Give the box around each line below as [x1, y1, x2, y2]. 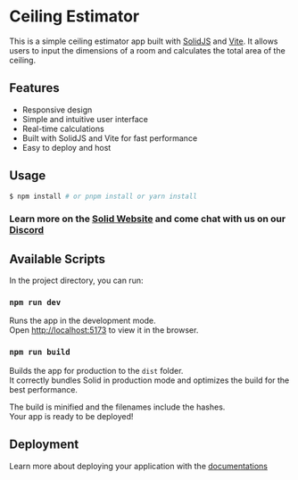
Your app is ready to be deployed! [9, 410, 134, 421]
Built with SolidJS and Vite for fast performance [21, 132, 198, 144]
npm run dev [9, 297, 62, 308]
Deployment [9, 437, 79, 452]
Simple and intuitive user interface [21, 113, 149, 124]
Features [9, 80, 60, 95]
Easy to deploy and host [21, 142, 112, 153]
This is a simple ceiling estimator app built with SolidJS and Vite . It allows [9, 36, 278, 46]
